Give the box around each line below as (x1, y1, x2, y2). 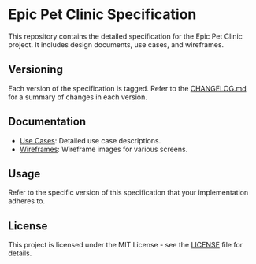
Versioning (8, 63, 63, 76)
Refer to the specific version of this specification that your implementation (8, 188, 249, 198)
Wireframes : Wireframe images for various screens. (19, 144, 188, 154)
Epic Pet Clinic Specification (8, 6, 197, 24)
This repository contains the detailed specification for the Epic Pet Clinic (8, 32, 243, 41)
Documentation (8, 115, 87, 128)
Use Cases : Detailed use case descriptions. (19, 136, 161, 145)
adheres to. (8, 196, 46, 206)
